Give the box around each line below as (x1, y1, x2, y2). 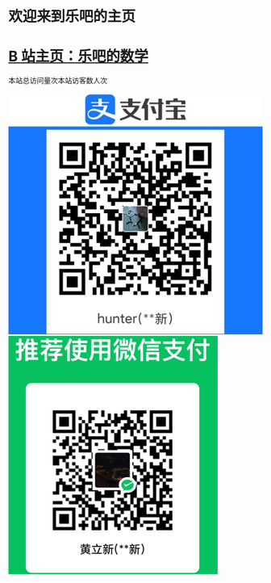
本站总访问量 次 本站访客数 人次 (8, 76, 107, 86)
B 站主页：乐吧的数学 (8, 48, 149, 65)
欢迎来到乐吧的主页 (8, 7, 136, 26)
